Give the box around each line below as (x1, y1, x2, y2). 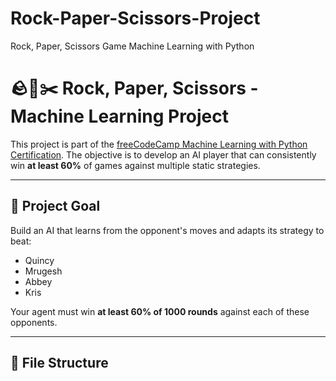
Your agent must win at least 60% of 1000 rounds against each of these (10, 305, 310, 317)
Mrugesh (24, 265, 63, 277)
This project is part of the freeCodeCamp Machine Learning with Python (10, 138, 308, 150)
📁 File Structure (10, 355, 109, 372)
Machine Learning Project (10, 105, 230, 128)
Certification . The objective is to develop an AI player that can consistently (10, 148, 317, 161)
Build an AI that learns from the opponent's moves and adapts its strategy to (10, 224, 325, 236)
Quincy (24, 254, 55, 266)
